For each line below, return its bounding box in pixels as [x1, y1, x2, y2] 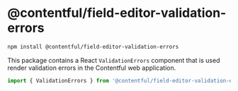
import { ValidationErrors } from [7, 77, 110, 84]
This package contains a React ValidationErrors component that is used [7, 56, 220, 64]
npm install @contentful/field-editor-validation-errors [7, 43, 179, 50]
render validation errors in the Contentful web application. [7, 63, 176, 72]
